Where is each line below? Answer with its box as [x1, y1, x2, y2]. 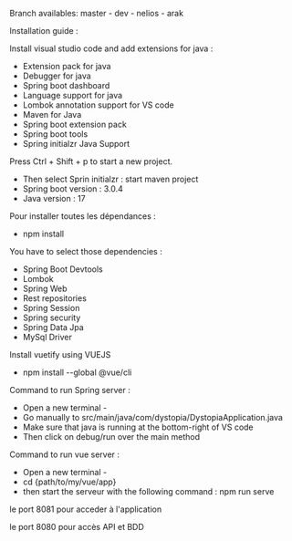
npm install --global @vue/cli [22, 367, 132, 378]
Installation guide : [9, 26, 79, 36]
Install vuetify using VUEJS [9, 349, 111, 359]
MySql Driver [22, 332, 73, 342]
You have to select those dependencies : [9, 246, 162, 256]
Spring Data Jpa [22, 322, 84, 332]
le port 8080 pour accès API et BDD [9, 522, 144, 532]
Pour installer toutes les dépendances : [9, 211, 157, 222]
